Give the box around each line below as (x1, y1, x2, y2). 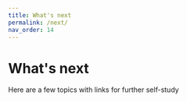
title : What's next (8, 11, 72, 19)
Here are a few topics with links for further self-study (8, 85, 179, 94)
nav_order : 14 (8, 26, 55, 33)
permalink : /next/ (8, 19, 68, 26)
